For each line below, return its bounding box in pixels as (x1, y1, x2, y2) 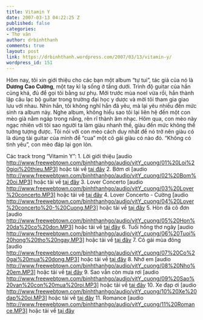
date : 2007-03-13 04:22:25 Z (6, 15, 80, 21)
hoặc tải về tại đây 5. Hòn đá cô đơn (99, 204, 190, 211)
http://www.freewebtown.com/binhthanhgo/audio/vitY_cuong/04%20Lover (6, 198, 195, 205)
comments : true (6, 43, 45, 49)
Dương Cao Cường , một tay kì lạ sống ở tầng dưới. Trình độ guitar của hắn (6, 82, 191, 90)
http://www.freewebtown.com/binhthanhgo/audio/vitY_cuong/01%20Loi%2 (6, 159, 195, 166)
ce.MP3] (6, 307, 28, 314)
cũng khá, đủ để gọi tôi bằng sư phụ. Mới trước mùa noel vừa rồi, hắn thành (6, 89, 195, 96)
